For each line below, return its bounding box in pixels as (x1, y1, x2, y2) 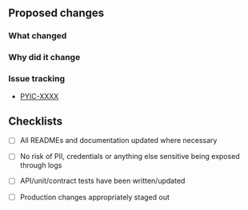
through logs (19, 160, 62, 170)
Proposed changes (8, 6, 105, 20)
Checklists (8, 114, 63, 128)
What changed (8, 30, 67, 42)
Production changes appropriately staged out (19, 192, 170, 202)
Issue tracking (8, 73, 66, 85)
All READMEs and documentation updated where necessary (19, 136, 218, 145)
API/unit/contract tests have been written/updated (19, 176, 186, 186)
